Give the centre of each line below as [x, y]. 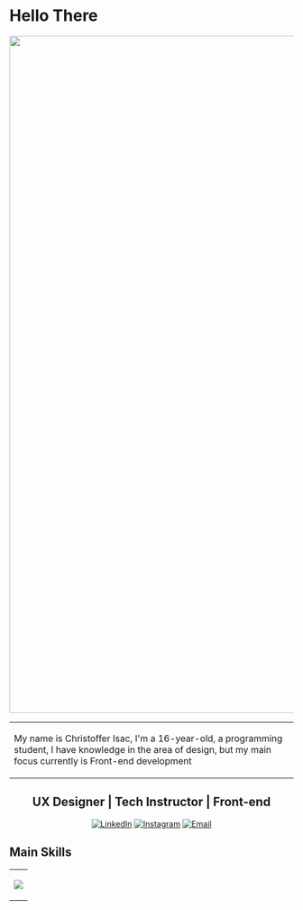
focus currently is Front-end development [103, 761]
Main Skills [41, 853]
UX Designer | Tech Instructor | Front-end [151, 802]
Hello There [54, 16]
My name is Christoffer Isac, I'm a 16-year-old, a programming [148, 738]
